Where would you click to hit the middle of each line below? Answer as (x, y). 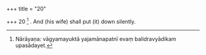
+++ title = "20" (26, 9)
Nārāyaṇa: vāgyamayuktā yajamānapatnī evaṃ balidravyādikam (96, 39)
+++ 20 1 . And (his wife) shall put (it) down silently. (71, 21)
